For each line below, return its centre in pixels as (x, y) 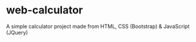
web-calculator (45, 10)
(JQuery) (17, 32)
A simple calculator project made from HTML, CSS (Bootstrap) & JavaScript (98, 26)
